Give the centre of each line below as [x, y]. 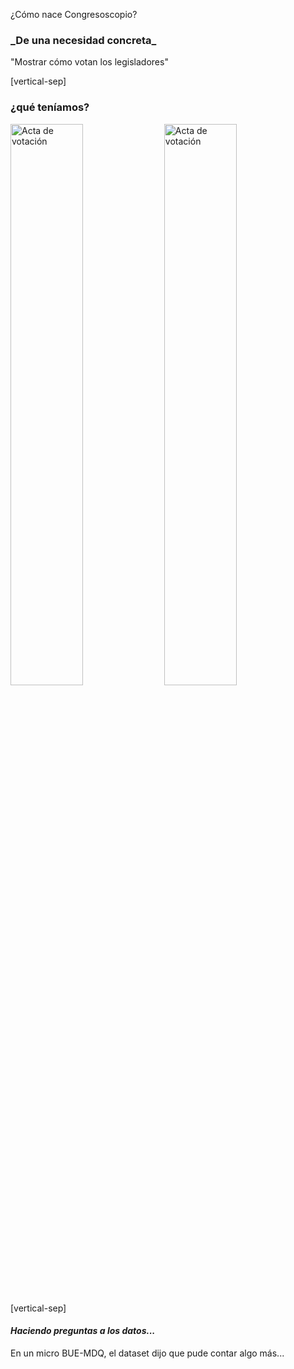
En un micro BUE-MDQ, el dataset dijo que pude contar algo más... [147, 1353]
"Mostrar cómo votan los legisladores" [89, 62]
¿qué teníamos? [50, 107]
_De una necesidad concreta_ [83, 40]
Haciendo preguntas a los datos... [83, 1331]
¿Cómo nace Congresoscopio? [74, 14]
